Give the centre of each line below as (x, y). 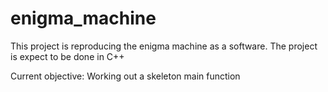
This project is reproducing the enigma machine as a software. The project (164, 46)
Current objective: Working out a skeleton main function (125, 76)
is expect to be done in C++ (67, 56)
